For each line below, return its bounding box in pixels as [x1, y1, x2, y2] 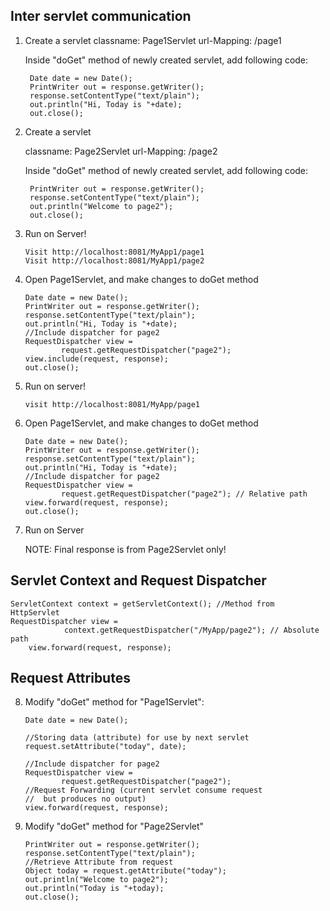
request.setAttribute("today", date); [24, 742, 187, 752]
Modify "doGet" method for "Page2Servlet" [24, 820, 205, 833]
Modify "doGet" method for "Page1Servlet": [24, 696, 205, 708]
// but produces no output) [24, 794, 147, 804]
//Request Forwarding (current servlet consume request [24, 785, 263, 796]
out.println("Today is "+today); [24, 884, 165, 894]
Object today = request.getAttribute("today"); [24, 866, 227, 876]
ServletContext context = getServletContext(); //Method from [10, 599, 275, 609]
